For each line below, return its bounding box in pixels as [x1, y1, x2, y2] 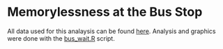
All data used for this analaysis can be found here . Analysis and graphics [7, 27, 216, 35]
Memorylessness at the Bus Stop [7, 4, 203, 20]
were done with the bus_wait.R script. [7, 34, 115, 42]
